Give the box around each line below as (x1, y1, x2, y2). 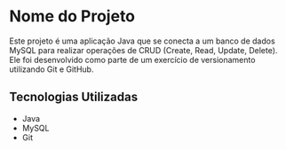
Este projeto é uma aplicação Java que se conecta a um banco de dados (9, 36, 275, 46)
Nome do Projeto (9, 6, 136, 27)
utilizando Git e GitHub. (9, 64, 94, 75)
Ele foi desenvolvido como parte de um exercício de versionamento (9, 54, 256, 65)
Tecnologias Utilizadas (9, 90, 139, 105)
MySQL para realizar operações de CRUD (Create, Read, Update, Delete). (9, 44, 278, 55)
